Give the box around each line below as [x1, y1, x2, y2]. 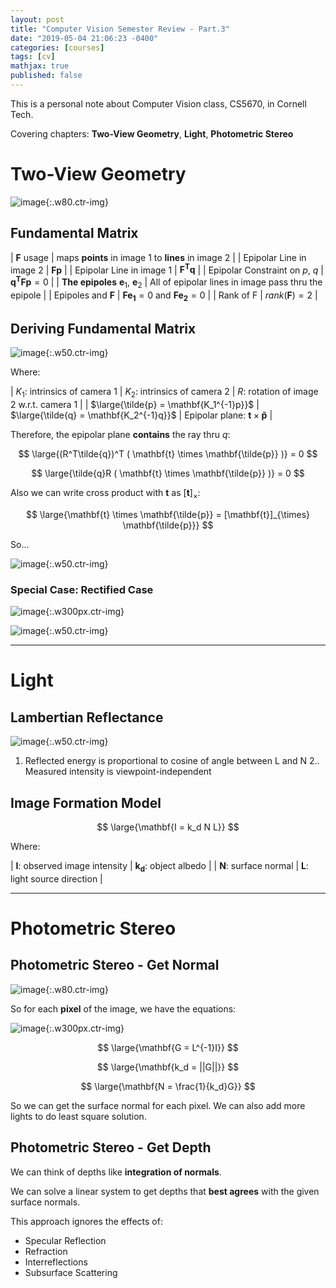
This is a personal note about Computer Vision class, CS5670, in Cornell [10, 97, 307, 110]
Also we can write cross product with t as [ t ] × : [10, 487, 201, 501]
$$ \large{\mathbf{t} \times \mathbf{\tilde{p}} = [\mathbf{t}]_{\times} [25, 508, 311, 520]
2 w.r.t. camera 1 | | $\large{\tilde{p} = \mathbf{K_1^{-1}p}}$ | [10, 399, 260, 411]
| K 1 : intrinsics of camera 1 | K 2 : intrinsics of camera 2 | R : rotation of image [10, 386, 319, 400]
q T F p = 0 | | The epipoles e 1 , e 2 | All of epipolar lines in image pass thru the [10, 274, 323, 290]
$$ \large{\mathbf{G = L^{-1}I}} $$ [97, 1041, 239, 1053]
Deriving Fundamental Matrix [10, 320, 197, 337]
